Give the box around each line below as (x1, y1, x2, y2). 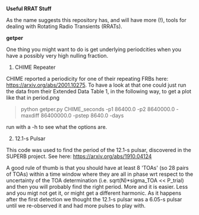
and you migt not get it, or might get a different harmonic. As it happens (6, 189, 182, 197)
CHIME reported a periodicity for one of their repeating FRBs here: (6, 75, 169, 82)
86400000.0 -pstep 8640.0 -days (40, 112, 124, 119)
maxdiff (20, 112, 40, 119)
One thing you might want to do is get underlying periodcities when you (6, 46, 182, 53)
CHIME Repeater (14, 64, 56, 71)
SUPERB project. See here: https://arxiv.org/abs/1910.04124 (6, 153, 152, 160)
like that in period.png (6, 94, 60, 101)
